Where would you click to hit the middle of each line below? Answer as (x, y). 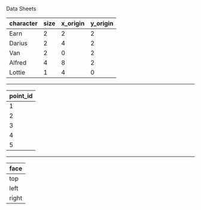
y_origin (102, 23)
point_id (21, 96)
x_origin (73, 23)
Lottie (17, 72)
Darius (19, 43)
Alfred (18, 63)
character (23, 23)
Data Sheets (21, 9)
